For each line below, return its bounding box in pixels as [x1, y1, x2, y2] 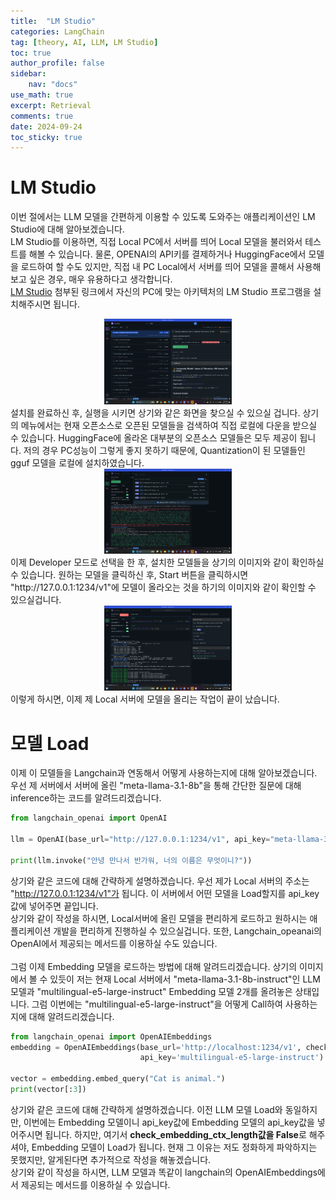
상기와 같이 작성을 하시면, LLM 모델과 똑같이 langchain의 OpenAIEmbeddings [10, 1166, 318, 1178]
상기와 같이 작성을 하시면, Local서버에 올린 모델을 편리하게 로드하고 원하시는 [10, 912, 308, 924]
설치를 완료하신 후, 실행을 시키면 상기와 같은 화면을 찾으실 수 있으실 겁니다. [10, 406, 301, 419]
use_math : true [10, 90, 74, 100]
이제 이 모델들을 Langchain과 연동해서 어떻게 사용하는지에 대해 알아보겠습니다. [10, 767, 318, 779]
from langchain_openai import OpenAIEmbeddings [10, 1031, 213, 1042]
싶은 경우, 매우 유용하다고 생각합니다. [28, 273, 173, 285]
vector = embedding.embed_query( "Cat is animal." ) [10, 1074, 226, 1084]
